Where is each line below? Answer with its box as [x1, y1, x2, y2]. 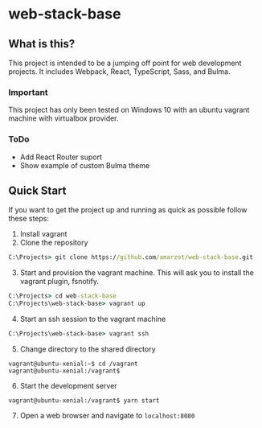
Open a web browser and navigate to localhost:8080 [19, 410, 195, 420]
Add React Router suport [19, 152, 103, 162]
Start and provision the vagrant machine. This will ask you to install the [19, 268, 255, 278]
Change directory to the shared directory [19, 344, 156, 354]
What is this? [8, 37, 76, 51]
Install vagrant [19, 229, 68, 239]
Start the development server [19, 381, 118, 390]
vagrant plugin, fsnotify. [19, 277, 99, 286]
